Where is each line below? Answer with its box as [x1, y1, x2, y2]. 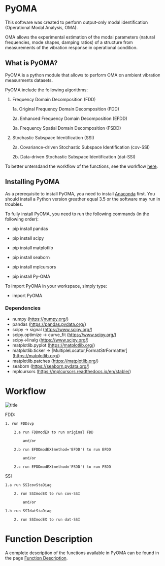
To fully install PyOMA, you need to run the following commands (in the [5, 211, 149, 217]
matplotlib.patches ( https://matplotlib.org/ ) [12, 358, 99, 364]
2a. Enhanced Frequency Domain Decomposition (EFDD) [12, 115, 128, 121]
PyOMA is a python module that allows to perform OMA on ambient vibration [5, 72, 161, 78]
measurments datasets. [5, 77, 53, 83]
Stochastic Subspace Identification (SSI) [12, 134, 95, 141]
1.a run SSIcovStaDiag [5, 482, 52, 488]
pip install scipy [12, 235, 44, 241]
